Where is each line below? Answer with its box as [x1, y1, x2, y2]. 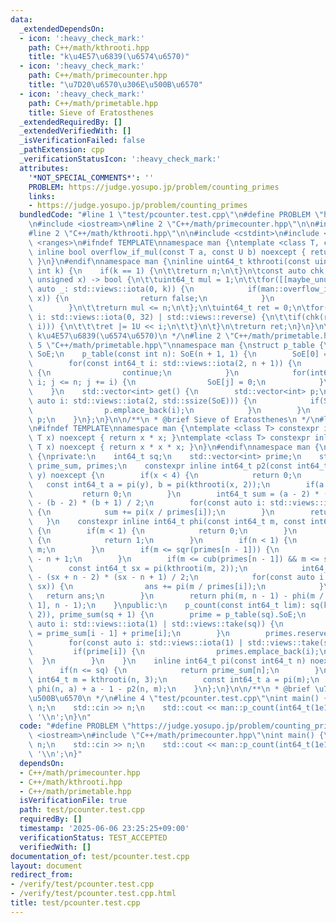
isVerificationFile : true [19, 796, 128, 806]
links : [28, 191, 56, 201]
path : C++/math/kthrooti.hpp [28, 42, 150, 53]
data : [10, 14, 33, 25]
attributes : [19, 163, 70, 173]
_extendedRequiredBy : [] [19, 117, 123, 127]
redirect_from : [10, 870, 74, 880]
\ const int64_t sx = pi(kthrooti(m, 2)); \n [28, 563, 248, 573]
